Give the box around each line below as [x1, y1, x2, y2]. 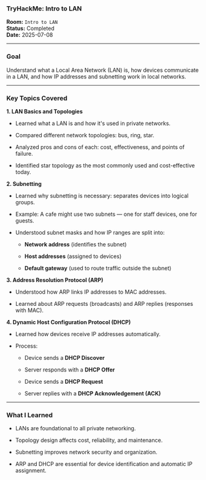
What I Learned [6, 411, 53, 419]
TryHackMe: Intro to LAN [6, 4, 82, 13]
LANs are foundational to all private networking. [15, 425, 136, 432]
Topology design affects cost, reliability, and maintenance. [15, 436, 163, 444]
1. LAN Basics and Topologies [6, 107, 83, 115]
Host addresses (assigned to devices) [24, 253, 122, 260]
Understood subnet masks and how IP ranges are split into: [15, 229, 165, 236]
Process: [15, 342, 38, 349]
